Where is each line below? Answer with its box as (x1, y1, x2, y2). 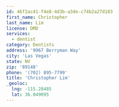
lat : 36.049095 (11, 92, 49, 97)
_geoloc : (6, 81, 28, 87)
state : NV (6, 58, 31, 64)
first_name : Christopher (6, 14, 68, 20)
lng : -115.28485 (11, 86, 52, 92)
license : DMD (6, 25, 39, 32)
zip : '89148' (6, 64, 39, 70)
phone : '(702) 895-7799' (6, 70, 68, 75)
